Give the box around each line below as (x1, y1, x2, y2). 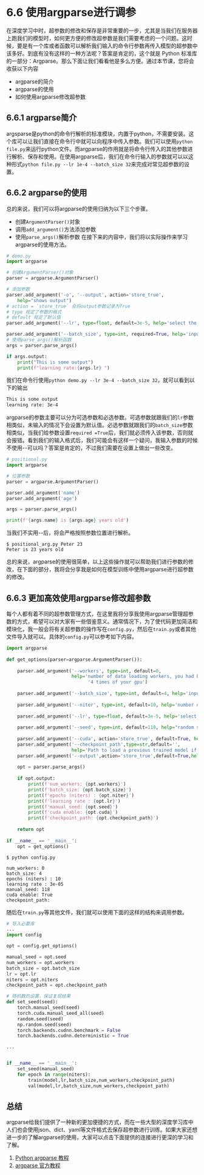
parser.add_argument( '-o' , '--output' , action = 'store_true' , (6, 292, 165, 298)
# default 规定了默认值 (6, 314, 61, 320)
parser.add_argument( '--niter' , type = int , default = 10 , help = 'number (17, 702, 194, 708)
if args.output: (6, 353, 47, 359)
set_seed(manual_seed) (17, 1066, 75, 1072)
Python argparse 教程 (15, 1154, 70, 1162)
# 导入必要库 (6, 920, 35, 926)
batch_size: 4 (6, 870, 42, 877)
